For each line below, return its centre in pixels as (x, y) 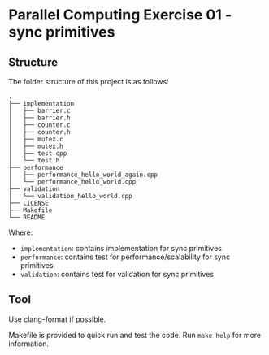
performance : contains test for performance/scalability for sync (125, 257)
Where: (21, 232)
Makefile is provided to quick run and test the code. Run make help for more (135, 335)
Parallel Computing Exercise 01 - (120, 15)
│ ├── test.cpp (38, 154)
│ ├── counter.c (39, 125)
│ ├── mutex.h (36, 146)
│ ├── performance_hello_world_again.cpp (83, 175)
